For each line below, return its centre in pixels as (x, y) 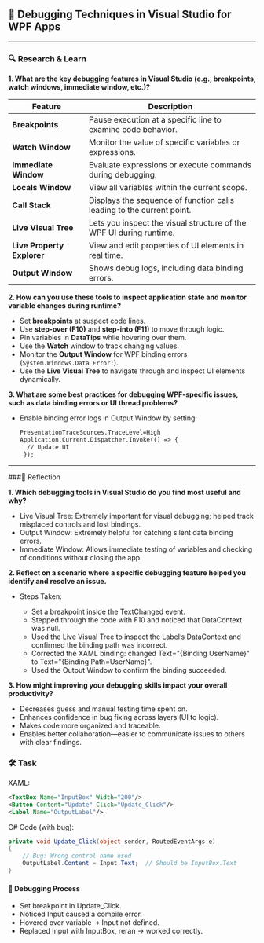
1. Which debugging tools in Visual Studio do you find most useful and (125, 492)
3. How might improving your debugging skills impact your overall (118, 685)
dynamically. (40, 380)
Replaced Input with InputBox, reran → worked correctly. (111, 931)
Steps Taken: (40, 596)
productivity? (31, 693)
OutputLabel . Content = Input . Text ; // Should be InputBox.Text (130, 864)
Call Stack (31, 205)
